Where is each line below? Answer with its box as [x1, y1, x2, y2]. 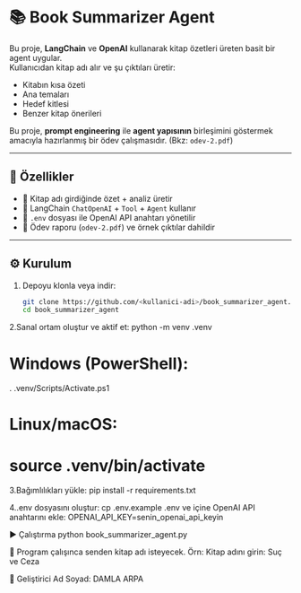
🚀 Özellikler [9, 170, 74, 185]
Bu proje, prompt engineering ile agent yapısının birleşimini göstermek [9, 125, 273, 135]
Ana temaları [21, 89, 70, 100]
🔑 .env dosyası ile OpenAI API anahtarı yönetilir [21, 212, 196, 222]
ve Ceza [9, 556, 40, 567]
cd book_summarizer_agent [21, 306, 119, 315]
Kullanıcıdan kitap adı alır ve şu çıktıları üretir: [9, 62, 176, 73]
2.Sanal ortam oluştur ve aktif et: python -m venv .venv [9, 322, 212, 333]
